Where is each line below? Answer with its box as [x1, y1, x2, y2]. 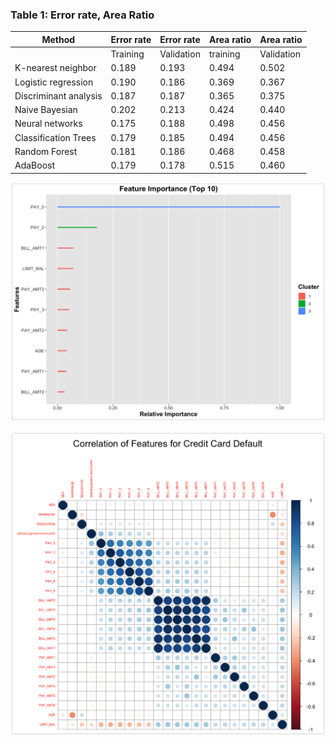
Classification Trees [14, 131, 97, 143]
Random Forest [14, 145, 78, 157]
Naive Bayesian [14, 104, 78, 116]
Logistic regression [14, 76, 94, 88]
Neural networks [14, 118, 83, 130]
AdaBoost [14, 159, 56, 172]
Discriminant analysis [14, 89, 103, 102]
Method [41, 33, 76, 45]
